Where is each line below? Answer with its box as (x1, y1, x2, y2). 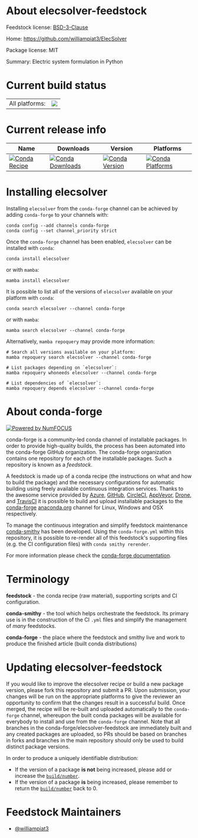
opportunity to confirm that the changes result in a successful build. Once (6, 699, 186, 706)
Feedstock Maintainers (6, 805, 121, 819)
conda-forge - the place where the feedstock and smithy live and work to (6, 634, 185, 641)
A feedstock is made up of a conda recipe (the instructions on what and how (6, 472, 192, 480)
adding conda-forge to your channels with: (6, 211, 109, 218)
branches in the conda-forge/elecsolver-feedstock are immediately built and (6, 724, 192, 731)
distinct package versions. (6, 743, 70, 750)
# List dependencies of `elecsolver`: (6, 380, 101, 386)
